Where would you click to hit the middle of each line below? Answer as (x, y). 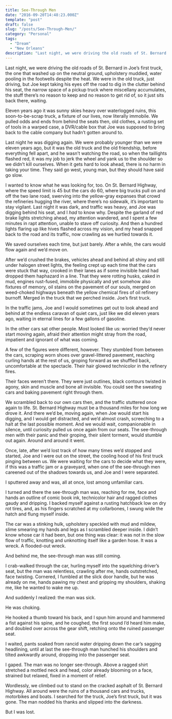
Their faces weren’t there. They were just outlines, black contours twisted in (86, 381)
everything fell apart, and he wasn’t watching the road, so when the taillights (86, 153)
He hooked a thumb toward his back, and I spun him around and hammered (85, 617)
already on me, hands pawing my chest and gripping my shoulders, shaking (85, 582)
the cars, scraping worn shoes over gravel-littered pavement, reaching (80, 355)
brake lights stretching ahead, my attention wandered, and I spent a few (81, 218)
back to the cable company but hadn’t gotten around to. (64, 132)
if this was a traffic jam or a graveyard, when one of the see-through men (83, 467)
